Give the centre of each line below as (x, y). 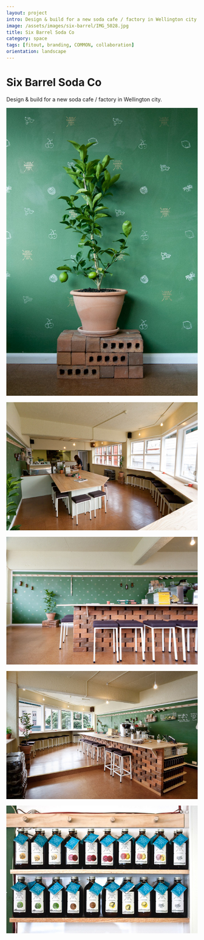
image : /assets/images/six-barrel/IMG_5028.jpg (68, 26)
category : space (27, 39)
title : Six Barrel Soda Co (40, 32)
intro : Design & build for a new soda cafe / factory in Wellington (95, 19)
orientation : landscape (36, 52)
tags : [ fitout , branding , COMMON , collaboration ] (70, 45)
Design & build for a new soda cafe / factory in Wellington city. (84, 99)
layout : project (27, 13)
